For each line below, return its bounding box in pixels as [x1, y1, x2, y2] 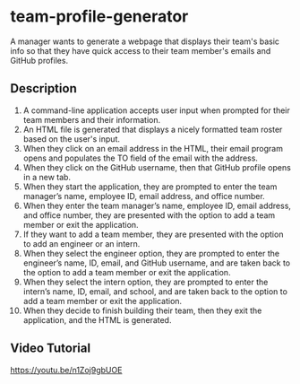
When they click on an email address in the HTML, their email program [22, 143, 283, 153]
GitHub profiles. [10, 55, 69, 65]
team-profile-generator [10, 6, 189, 27]
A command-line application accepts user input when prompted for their [22, 105, 290, 116]
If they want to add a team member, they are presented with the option [22, 229, 284, 240]
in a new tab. [22, 171, 71, 182]
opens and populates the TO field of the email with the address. [22, 153, 259, 163]
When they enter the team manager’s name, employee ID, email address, [22, 200, 292, 211]
